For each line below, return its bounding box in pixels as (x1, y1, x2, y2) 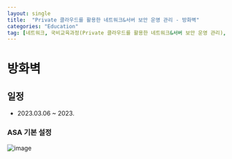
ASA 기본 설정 (7, 128, 52, 138)
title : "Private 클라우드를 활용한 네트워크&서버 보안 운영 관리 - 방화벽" (7, 17, 200, 23)
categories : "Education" (7, 23, 79, 30)
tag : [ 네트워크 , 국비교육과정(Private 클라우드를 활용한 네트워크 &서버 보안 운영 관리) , (7, 29, 226, 36)
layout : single (7, 10, 51, 17)
